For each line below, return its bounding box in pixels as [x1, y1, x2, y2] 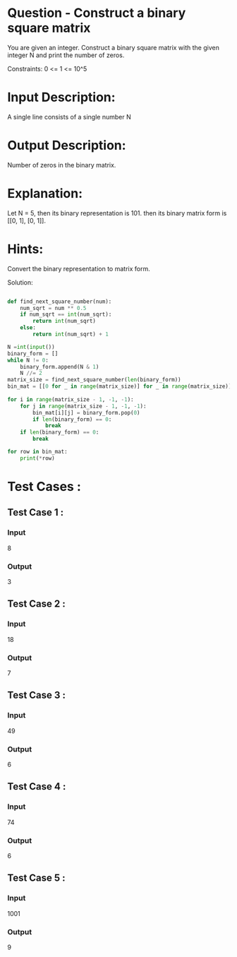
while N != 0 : [7, 357, 49, 364]
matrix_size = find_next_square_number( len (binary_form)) [7, 376, 181, 384]
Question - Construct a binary [7, 5, 186, 21]
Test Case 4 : [7, 780, 66, 792]
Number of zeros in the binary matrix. [7, 160, 116, 169]
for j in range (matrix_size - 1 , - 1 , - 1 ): [20, 403, 147, 410]
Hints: [7, 241, 44, 257]
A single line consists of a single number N [7, 112, 132, 121]
